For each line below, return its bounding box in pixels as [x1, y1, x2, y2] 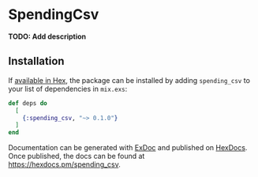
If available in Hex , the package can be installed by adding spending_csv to [8, 75, 251, 85]
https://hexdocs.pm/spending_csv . [8, 160, 121, 169]
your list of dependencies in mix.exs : [8, 84, 128, 93]
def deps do [8, 99, 47, 107]
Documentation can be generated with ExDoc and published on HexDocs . [8, 143, 248, 153]
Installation [8, 55, 65, 68]
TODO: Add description [8, 32, 87, 41]
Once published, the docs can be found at [8, 152, 145, 161]
